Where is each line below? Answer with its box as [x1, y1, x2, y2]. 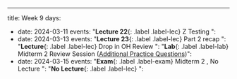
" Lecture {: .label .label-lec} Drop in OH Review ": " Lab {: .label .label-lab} [17, 43, 229, 50]
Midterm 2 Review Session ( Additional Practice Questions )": [17, 50, 193, 58]
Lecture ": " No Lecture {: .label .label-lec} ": [17, 64, 144, 73]
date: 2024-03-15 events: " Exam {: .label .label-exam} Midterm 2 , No [17, 57, 219, 65]
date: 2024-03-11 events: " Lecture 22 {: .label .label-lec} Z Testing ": [17, 27, 217, 36]
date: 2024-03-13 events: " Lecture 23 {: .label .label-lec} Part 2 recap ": [17, 35, 226, 43]
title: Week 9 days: [7, 14, 61, 22]
